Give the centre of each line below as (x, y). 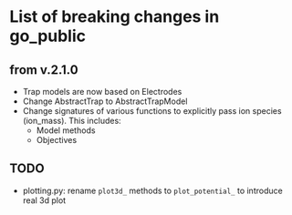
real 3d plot (44, 200)
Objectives (57, 140)
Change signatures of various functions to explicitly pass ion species (152, 111)
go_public (48, 36)
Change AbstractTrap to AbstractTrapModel (105, 101)
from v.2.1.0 (44, 70)
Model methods (66, 130)
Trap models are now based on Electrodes (102, 92)
